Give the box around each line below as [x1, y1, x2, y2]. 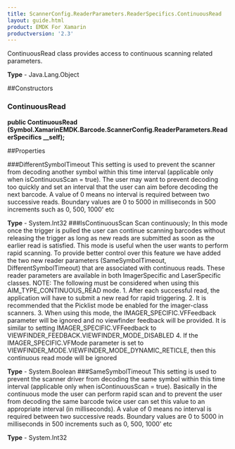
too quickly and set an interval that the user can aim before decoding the [7, 183, 218, 191]
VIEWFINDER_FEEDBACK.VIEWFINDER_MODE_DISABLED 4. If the [7, 331, 198, 339]
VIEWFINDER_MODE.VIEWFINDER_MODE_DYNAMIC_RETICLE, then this [7, 346, 216, 355]
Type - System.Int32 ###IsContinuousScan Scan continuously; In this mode [7, 219, 228, 227]
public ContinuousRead [7, 118, 78, 126]
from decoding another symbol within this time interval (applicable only [7, 167, 214, 176]
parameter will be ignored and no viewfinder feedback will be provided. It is [7, 316, 227, 324]
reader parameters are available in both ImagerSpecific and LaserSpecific [7, 271, 222, 279]
